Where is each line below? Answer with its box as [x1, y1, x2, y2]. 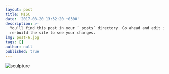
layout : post [5, 7, 33, 12]
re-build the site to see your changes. [10, 30, 96, 35]
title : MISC [5, 12, 30, 17]
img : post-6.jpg [5, 35, 39, 40]
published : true [5, 49, 39, 54]
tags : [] [5, 40, 24, 45]
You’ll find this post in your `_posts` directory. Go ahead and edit [10, 26, 161, 31]
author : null [5, 44, 33, 49]
